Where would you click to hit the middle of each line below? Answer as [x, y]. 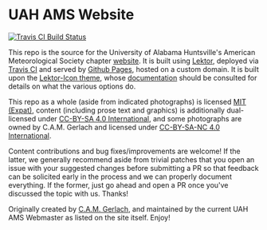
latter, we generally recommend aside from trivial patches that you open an [132, 159]
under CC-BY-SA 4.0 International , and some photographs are [140, 118]
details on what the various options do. [72, 86]
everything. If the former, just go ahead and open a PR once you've [118, 184]
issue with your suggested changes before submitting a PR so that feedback [133, 168]
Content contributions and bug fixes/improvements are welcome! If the [124, 151]
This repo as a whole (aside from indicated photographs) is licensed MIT [128, 101]
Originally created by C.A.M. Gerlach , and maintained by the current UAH [128, 208]
